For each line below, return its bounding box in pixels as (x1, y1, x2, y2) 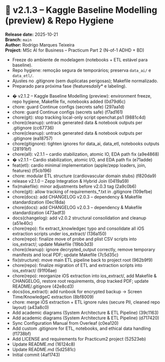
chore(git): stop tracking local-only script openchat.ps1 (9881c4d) (12, 114, 146, 120)
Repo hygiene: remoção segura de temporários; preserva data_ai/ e (12, 67, 151, 73)
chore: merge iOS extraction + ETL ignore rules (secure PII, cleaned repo (12, 299, 160, 305)
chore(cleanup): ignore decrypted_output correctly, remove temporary (12, 246, 155, 252)
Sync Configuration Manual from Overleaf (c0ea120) (12, 320, 119, 326)
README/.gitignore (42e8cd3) (12, 283, 74, 289)
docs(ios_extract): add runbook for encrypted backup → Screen (12, 288, 142, 294)
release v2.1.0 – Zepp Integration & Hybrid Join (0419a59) (12, 178, 129, 184)
